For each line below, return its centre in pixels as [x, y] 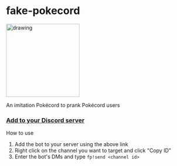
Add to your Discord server [45, 120]
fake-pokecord [43, 11]
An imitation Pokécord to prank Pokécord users [63, 105]
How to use [20, 133]
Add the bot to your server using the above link [72, 144]
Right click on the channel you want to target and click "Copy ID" [93, 151]
